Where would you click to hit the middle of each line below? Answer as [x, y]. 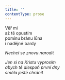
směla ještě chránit [24, 72]
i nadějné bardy [21, 43]
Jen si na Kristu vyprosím [31, 62]
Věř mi [11, 28]
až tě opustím [19, 33]
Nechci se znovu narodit [30, 53]
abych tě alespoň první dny [32, 67]
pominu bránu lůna [24, 38]
